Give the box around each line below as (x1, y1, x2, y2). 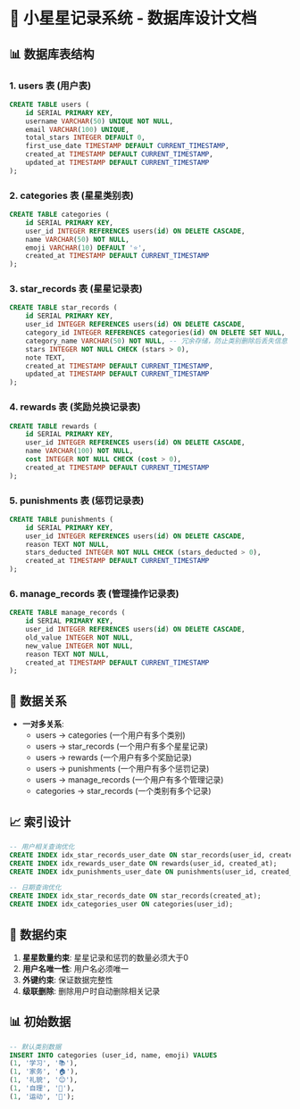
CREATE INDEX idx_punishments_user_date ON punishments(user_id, (9, 867, 257, 876)
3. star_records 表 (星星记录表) (9, 283, 143, 295)
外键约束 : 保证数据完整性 (21, 974, 113, 985)
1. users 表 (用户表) (9, 79, 92, 92)
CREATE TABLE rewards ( (9, 421, 98, 431)
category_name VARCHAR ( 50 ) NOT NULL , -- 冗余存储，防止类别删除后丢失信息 (25, 336, 288, 345)
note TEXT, (25, 353, 66, 362)
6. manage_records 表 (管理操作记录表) (9, 587, 179, 600)
